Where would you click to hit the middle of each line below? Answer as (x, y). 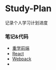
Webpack (22, 59)
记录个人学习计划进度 (26, 23)
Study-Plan (28, 9)
